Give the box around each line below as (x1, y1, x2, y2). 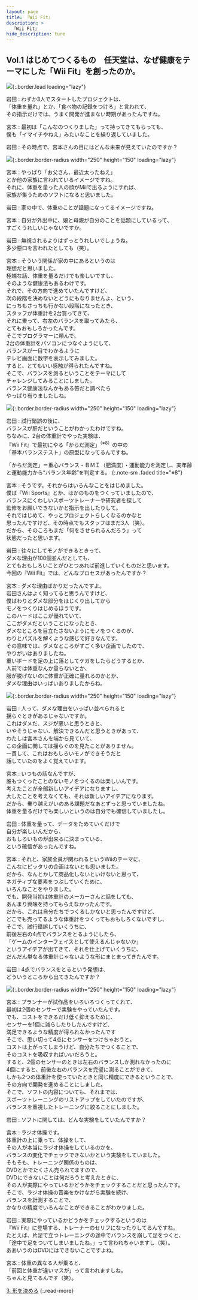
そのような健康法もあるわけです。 (6, 280, 90, 287)
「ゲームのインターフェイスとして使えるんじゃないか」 (6, 938, 142, 945)
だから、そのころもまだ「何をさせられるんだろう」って (6, 526, 142, 534)
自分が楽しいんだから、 (6, 827, 64, 834)
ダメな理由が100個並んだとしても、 (6, 554, 93, 562)
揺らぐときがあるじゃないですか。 (6, 712, 90, 719)
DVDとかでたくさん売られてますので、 (6, 1166, 100, 1173)
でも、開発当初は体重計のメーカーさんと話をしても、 (6, 893, 137, 900)
